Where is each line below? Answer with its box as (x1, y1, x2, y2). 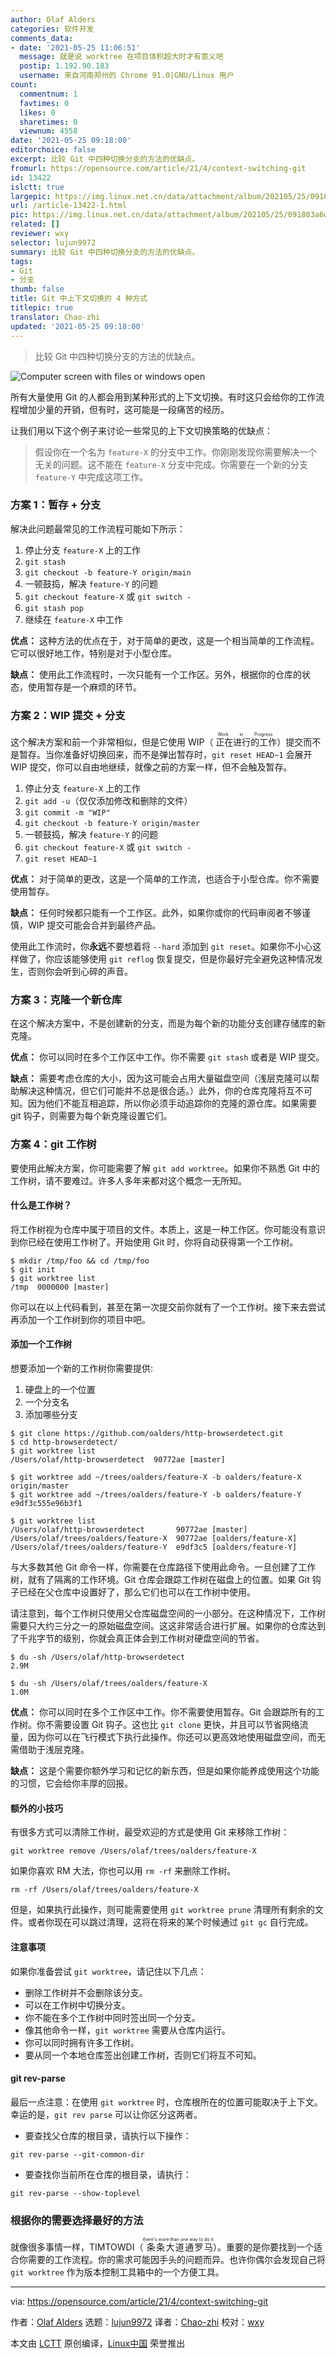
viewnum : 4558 (19, 126, 78, 136)
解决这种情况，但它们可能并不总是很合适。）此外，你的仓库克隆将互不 (18, 1085, 304, 1097)
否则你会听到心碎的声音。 (27, 966, 133, 978)
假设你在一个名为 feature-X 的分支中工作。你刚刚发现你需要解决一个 (34, 446, 318, 458)
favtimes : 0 (19, 98, 70, 108)
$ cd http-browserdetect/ (10, 1437, 118, 1448)
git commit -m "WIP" (24, 808, 111, 818)
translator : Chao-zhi (10, 312, 101, 322)
